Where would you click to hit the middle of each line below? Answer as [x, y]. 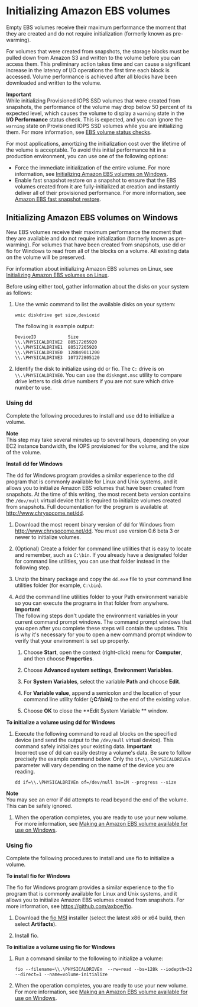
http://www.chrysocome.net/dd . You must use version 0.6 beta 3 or [97, 531]
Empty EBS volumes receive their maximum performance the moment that [96, 27]
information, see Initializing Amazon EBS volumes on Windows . [91, 174]
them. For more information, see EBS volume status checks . [79, 132]
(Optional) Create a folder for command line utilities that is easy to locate [103, 549]
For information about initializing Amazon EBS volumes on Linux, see [90, 268]
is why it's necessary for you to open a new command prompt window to [103, 634]
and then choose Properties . [59, 659]
